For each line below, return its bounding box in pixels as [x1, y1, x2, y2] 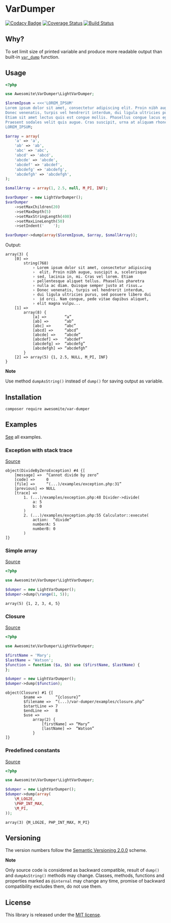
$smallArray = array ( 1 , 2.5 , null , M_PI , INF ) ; [5, 186, 108, 191]
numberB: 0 [32, 526, 56, 532]
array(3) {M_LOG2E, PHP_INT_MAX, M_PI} [5, 820, 90, 825]
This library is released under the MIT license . [5, 912, 101, 918]
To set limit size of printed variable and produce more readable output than [5, 48, 163, 54]
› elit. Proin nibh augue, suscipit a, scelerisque [32, 269, 147, 275]
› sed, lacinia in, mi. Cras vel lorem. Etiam [32, 274, 133, 279]
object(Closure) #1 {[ [5, 690, 53, 695]
